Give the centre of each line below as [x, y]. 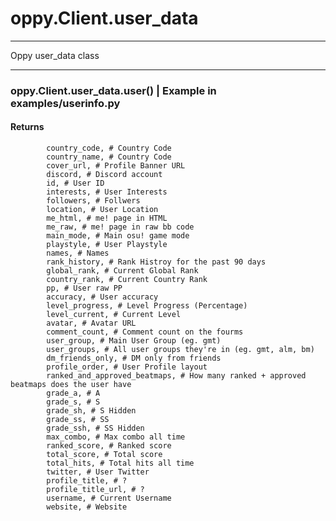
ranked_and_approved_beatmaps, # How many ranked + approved [176, 376]
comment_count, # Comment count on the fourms [145, 332]
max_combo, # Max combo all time [116, 437]
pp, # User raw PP [84, 288]
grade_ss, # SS [78, 420]
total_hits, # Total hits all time [120, 463]
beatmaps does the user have [71, 385]
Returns [27, 127]
